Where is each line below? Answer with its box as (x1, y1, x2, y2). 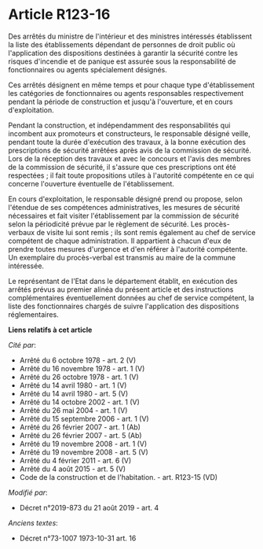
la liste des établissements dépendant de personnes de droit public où (8, 39, 236, 49)
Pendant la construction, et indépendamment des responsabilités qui (8, 120, 231, 130)
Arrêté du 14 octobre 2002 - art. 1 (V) (19, 397, 140, 407)
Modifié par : (8, 488, 49, 497)
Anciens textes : (8, 518, 59, 528)
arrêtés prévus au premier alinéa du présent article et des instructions (8, 285, 234, 294)
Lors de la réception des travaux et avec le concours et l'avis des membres (8, 153, 251, 163)
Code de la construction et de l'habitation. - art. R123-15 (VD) (19, 472, 218, 481)
